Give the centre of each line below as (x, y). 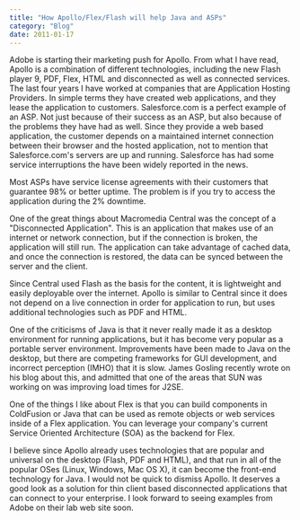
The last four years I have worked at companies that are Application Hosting (150, 88)
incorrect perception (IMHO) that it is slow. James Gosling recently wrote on (150, 368)
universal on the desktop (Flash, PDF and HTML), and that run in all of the (145, 460)
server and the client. (49, 267)
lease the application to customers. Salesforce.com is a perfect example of (148, 108)
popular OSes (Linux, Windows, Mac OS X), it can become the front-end (143, 470)
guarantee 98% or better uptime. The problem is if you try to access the (142, 192)
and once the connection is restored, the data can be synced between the (146, 257)
